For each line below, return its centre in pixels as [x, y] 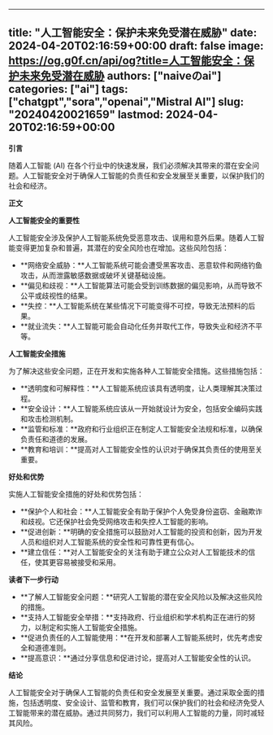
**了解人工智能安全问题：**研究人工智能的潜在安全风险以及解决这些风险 [141, 597]
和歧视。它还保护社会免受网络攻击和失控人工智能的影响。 [116, 521]
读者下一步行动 [33, 580]
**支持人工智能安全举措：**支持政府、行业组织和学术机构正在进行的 [134, 617]
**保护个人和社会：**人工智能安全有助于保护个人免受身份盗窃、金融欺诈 [141, 511]
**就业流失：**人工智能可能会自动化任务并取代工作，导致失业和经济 [134, 326]
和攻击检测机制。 [49, 418]
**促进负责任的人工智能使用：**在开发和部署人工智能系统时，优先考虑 [138, 637]
